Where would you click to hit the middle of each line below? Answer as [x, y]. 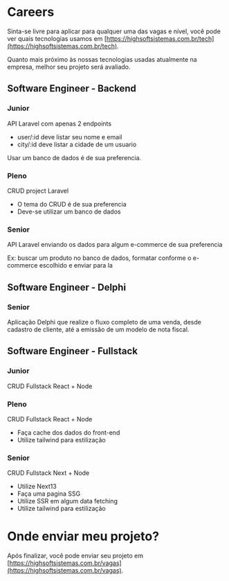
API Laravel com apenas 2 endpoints [59, 123]
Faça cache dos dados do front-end [68, 432]
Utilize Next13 [37, 487]
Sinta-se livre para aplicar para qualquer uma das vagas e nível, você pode [114, 31]
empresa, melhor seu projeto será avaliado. [69, 67]
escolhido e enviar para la [76, 266]
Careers [31, 12]
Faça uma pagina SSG [49, 494]
